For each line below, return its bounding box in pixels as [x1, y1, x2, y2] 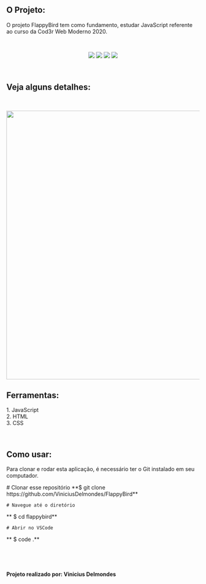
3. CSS [6, 419, 24, 427]
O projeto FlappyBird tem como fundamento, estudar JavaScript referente [6, 21, 193, 28]
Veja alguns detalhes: [6, 82, 91, 93]
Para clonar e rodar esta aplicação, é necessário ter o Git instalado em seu [6, 465, 195, 473]
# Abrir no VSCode [6, 525, 53, 531]
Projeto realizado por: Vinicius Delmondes [6, 570, 116, 578]
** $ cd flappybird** [6, 513, 58, 521]
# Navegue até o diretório [6, 502, 75, 508]
